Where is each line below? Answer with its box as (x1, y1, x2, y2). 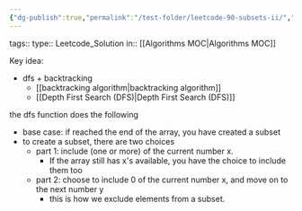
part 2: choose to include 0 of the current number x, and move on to (35, 174, 289, 185)
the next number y (35, 183, 104, 194)
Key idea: (9, 55, 44, 66)
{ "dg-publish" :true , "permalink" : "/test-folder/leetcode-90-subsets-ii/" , (9, 13, 292, 22)
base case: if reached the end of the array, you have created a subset (22, 127, 281, 137)
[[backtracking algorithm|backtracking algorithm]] (35, 82, 222, 92)
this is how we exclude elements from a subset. (49, 193, 226, 204)
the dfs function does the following (9, 109, 139, 119)
